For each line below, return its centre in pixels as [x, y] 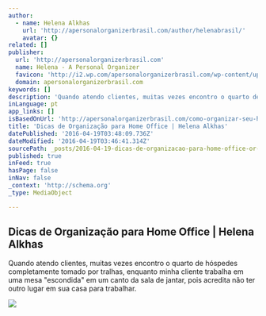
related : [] [28, 45]
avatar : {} [40, 38]
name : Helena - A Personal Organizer [78, 67]
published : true [35, 156]
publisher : [26, 52]
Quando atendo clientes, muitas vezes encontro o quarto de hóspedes [123, 264]
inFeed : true [30, 164]
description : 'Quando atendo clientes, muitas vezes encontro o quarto [129, 97]
